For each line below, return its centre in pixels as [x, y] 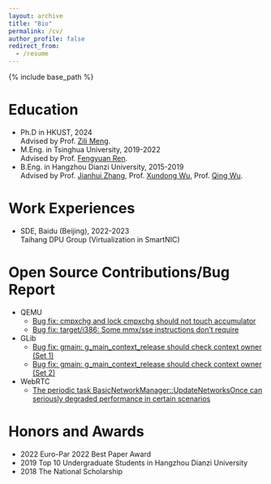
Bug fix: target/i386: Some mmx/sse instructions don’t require [135, 329]
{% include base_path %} [51, 77]
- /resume [32, 54]
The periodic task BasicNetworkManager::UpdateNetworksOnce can [147, 390]
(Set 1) [43, 355]
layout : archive [36, 16]
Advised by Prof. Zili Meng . [65, 141]
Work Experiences [72, 209]
